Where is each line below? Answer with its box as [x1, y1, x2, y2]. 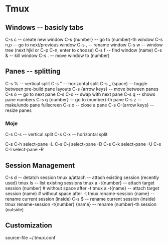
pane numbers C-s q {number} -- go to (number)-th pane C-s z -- [5, 96, 142, 102]
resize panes [5, 107, 32, 113]
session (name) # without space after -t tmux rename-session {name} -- [5, 190, 155, 197]
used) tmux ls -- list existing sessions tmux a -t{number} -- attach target [5, 179, 155, 186]
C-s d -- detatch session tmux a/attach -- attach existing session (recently [5, 174, 159, 180]
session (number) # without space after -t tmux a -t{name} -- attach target [5, 185, 159, 191]
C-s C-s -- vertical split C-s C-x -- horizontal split [5, 132, 108, 138]
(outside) [5, 206, 24, 212]
